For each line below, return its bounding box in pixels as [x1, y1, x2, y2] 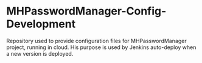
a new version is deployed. [6, 50, 74, 57]
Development [6, 17, 76, 31]
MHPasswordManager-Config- [6, 4, 167, 18]
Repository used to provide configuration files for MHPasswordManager [6, 37, 187, 44]
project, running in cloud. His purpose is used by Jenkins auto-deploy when [6, 44, 197, 51]
